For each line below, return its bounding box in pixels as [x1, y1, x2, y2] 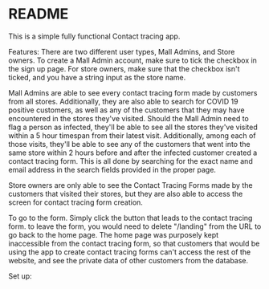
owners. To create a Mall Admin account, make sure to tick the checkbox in [8, 55, 257, 65]
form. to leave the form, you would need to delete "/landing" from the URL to [8, 222, 262, 231]
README [8, 5, 69, 23]
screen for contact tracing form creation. [8, 197, 143, 207]
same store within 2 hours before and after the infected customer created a [8, 148, 258, 157]
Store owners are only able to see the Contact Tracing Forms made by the [8, 180, 253, 189]
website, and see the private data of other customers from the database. [8, 255, 249, 265]
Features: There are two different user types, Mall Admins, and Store [8, 47, 235, 56]
